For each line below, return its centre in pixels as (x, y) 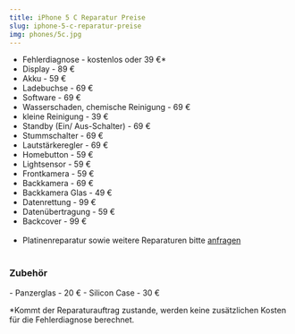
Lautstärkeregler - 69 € (65, 145)
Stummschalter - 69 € (63, 136)
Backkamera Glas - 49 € (67, 193)
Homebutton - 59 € (58, 155)
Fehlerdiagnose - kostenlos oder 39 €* (94, 60)
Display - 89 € (49, 69)
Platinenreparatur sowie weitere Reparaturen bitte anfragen (131, 240)
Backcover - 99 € (55, 221)
